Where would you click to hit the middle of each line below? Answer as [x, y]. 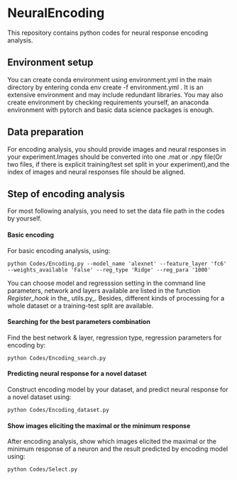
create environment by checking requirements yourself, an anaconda [108, 102]
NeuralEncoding [56, 13]
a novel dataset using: [40, 397]
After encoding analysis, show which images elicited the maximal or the [112, 442]
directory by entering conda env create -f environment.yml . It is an [105, 87]
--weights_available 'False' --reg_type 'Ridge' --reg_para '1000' [109, 270]
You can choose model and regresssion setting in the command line [106, 283]
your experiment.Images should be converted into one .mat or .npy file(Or [115, 157]
